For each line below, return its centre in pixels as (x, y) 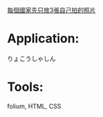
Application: (43, 38)
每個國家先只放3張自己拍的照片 (51, 10)
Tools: (25, 87)
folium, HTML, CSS (34, 106)
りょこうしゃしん (31, 58)
